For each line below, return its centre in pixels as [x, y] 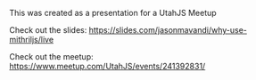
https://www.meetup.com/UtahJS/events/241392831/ [107, 66]
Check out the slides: [48, 30]
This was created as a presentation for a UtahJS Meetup [113, 13]
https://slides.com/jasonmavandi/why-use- [168, 30]
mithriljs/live [32, 40]
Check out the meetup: [51, 56]
